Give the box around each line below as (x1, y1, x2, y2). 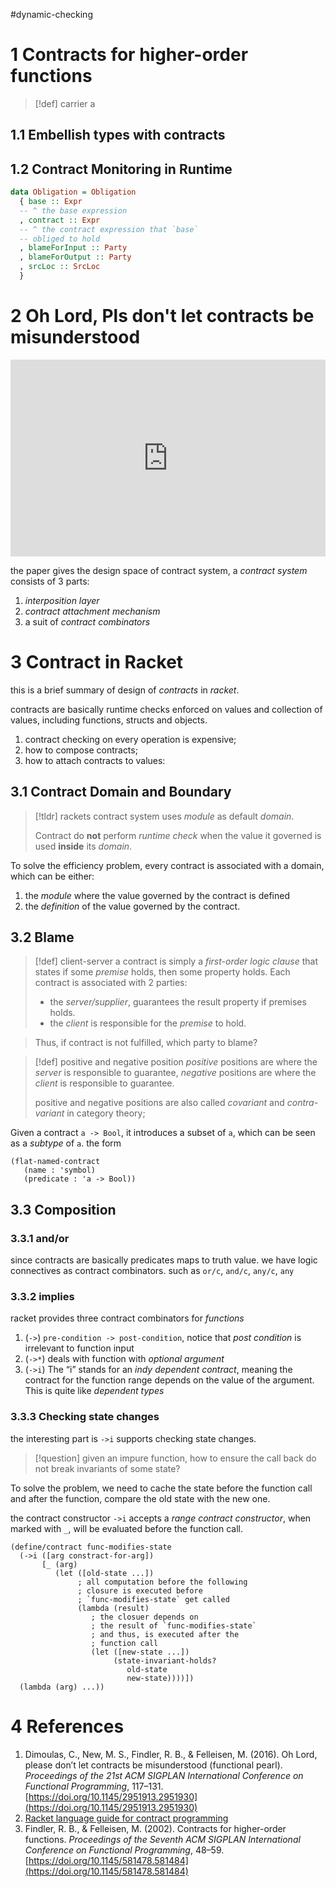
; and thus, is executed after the (90, 1629, 240, 1639)
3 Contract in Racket (10, 651, 184, 674)
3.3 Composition (10, 1201, 117, 1218)
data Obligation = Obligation (10, 187, 137, 198)
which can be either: (10, 870, 95, 882)
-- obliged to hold (19, 234, 101, 244)
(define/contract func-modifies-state (10, 1542, 172, 1552)
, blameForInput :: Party (19, 243, 128, 253)
